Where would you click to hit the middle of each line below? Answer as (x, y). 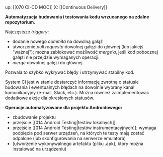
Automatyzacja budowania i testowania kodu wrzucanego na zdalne (77, 17)
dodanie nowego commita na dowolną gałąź (58, 41)
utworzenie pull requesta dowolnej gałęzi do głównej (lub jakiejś (78, 47)
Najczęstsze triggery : (27, 32)
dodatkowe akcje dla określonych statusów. (50, 98)
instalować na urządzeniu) (39, 149)
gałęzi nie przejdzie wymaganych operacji (55, 57)
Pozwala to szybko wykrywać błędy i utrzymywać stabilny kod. (70, 72)
